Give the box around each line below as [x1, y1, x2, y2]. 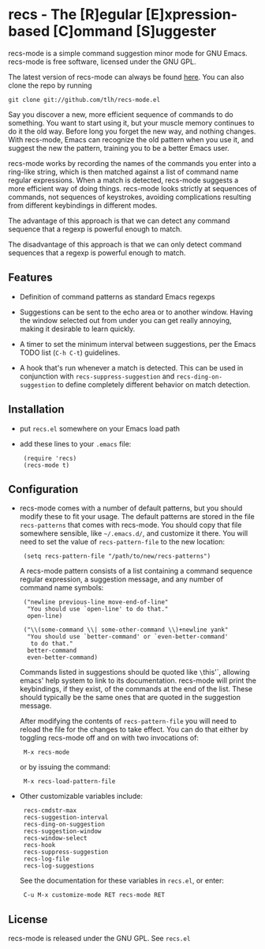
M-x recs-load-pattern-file [23, 778, 116, 785]
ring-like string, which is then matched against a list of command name [8, 167, 239, 176]
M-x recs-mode [23, 748, 70, 756]
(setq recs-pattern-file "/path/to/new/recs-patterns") [23, 552, 211, 560]
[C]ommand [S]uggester [52, 22, 217, 40]
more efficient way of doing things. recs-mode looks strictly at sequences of [8, 183, 257, 193]
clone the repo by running [8, 81, 92, 90]
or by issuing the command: [19, 763, 110, 772]
